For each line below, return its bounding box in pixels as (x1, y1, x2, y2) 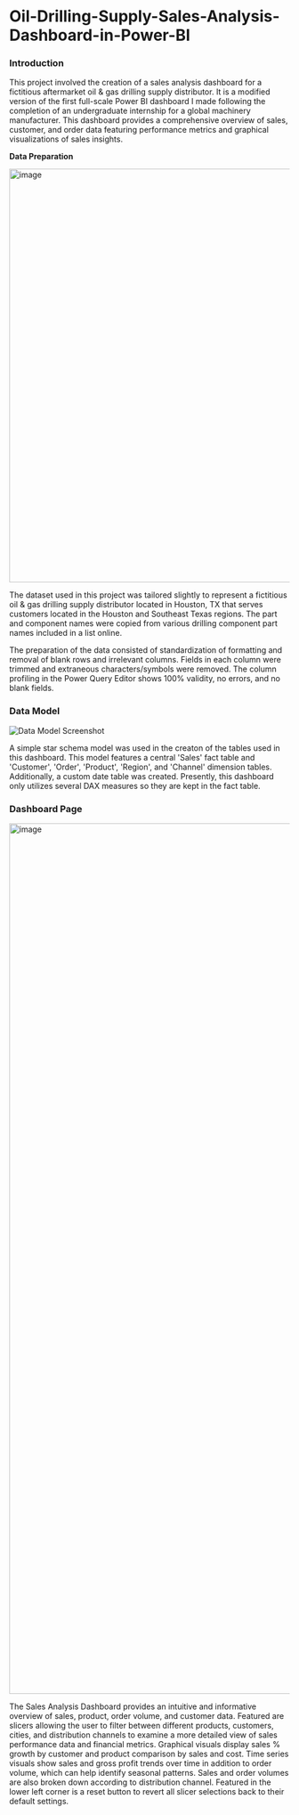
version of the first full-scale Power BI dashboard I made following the (9, 96, 266, 107)
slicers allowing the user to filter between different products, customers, (9, 1721, 274, 1731)
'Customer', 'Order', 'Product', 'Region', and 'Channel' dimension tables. (9, 761, 272, 772)
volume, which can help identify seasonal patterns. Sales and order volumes (9, 1768, 289, 1778)
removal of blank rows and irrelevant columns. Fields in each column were (9, 655, 282, 665)
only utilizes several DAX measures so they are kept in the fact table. (9, 780, 261, 791)
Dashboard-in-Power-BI (9, 25, 191, 45)
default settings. (9, 1796, 69, 1807)
